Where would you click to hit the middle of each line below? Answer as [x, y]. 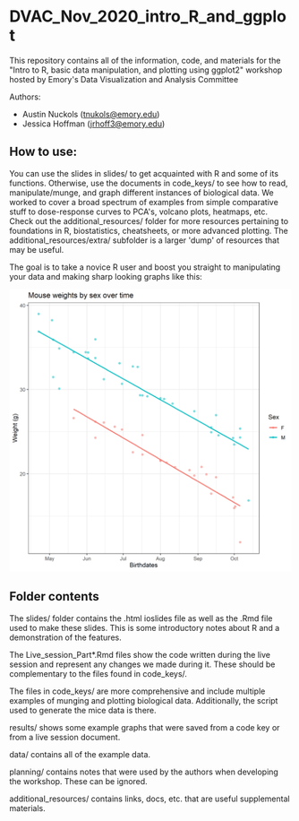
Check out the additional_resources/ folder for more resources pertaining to [149, 220]
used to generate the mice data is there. [83, 710]
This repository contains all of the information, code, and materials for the [145, 60]
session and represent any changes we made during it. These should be [142, 664]
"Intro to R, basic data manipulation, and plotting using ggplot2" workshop [146, 70]
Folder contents [55, 596]
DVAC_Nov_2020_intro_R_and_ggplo [148, 17]
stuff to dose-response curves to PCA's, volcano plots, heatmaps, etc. [139, 212]
